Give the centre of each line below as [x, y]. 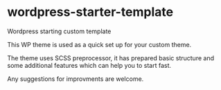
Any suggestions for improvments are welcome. [76, 79]
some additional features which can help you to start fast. [89, 65]
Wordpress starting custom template [59, 31]
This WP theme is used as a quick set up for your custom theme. [99, 44]
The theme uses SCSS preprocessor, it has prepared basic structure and [111, 58]
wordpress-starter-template [90, 12]
